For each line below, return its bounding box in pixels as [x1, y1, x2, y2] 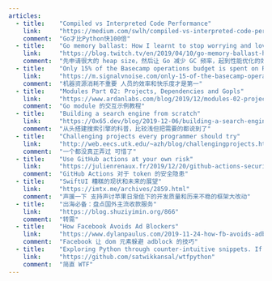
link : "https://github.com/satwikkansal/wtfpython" [23, 253, 216, 261]
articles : [8, 11, 42, 20]
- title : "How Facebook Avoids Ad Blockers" [15, 223, 180, 231]
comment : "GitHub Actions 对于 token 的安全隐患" [23, 170, 189, 178]
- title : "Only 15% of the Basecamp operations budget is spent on [15, 65, 259, 73]
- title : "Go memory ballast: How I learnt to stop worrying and [15, 42, 252, 50]
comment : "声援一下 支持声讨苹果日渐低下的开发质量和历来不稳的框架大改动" [23, 192, 251, 201]
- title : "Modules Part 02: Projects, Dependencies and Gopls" [15, 87, 244, 96]
